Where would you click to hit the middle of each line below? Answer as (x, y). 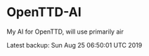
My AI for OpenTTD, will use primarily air (65, 31)
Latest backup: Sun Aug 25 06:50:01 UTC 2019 (74, 45)
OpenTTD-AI (44, 12)
